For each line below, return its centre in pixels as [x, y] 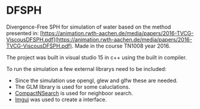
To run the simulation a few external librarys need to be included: [86, 68]
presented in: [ [24, 33]
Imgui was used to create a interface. [61, 99]
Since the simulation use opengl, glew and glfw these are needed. [96, 80]
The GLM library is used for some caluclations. [72, 86]
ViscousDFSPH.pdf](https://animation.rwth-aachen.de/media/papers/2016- [99, 39]
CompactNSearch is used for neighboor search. [74, 93]
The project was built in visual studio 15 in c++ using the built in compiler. [97, 57]
